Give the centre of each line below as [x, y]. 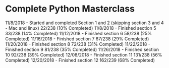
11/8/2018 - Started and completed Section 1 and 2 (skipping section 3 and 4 [84, 23]
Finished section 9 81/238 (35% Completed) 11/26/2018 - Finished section [82, 49]
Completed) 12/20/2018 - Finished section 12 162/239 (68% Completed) [80, 60]
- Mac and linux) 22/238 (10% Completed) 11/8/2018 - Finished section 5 [81, 28]
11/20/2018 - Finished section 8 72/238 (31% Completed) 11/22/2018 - [78, 44]
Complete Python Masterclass [70, 9]
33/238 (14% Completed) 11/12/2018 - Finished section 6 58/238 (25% [79, 33]
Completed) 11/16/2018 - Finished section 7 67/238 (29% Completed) [77, 39]
